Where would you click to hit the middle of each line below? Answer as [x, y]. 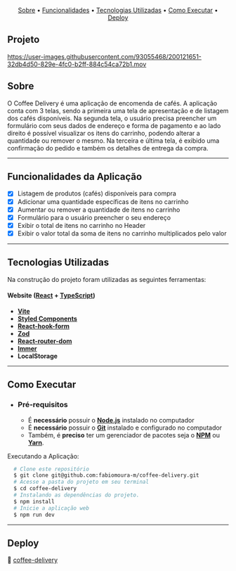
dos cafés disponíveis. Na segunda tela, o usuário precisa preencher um [112, 118]
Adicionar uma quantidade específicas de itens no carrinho [103, 201]
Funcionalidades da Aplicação [75, 177]
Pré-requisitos [42, 405]
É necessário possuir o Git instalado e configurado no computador [125, 428]
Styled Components [47, 319]
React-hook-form [44, 326]
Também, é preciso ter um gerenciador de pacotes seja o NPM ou [124, 435]
